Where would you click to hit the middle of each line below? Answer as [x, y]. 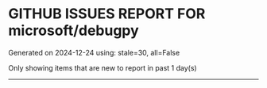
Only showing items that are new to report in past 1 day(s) [103, 67]
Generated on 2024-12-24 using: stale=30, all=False [94, 52]
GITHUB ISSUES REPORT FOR [107, 14]
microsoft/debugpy [74, 31]
